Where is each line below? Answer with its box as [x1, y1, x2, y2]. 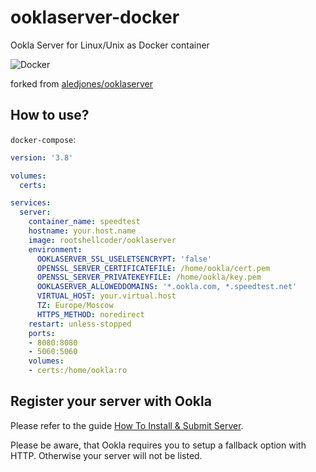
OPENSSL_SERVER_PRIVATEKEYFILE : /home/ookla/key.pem [36, 272, 262, 283]
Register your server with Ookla [10, 393, 212, 410]
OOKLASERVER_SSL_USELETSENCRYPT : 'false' [36, 254, 213, 264]
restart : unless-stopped [28, 319, 132, 329]
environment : [28, 244, 83, 255]
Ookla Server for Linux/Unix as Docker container [10, 39, 210, 51]
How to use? [10, 107, 90, 124]
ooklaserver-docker [10, 6, 180, 29]
